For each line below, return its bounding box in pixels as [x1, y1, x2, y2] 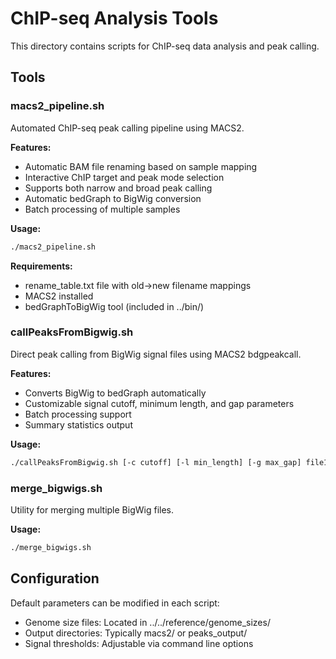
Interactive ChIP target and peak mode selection [24, 171, 225, 183]
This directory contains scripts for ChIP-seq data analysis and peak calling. [10, 40, 320, 52]
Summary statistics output [24, 418, 133, 431]
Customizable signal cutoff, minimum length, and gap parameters [24, 397, 295, 409]
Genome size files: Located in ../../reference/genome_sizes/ [24, 616, 271, 628]
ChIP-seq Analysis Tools [10, 7, 219, 30]
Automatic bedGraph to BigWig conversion [24, 192, 202, 204]
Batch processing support [24, 408, 132, 420]
